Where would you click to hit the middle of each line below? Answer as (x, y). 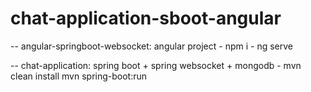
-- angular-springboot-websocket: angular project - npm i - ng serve (151, 46)
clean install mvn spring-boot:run (79, 76)
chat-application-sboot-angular (146, 18)
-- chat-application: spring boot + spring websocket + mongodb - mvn (156, 65)
